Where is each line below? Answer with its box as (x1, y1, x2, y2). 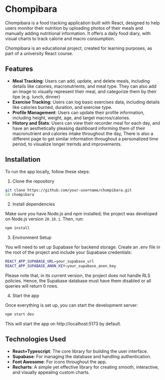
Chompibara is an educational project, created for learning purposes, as (5, 45, 153, 51)
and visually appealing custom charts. (12, 369, 90, 375)
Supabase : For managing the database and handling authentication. (12, 353, 152, 359)
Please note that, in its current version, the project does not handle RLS (5, 272, 151, 278)
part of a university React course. (5, 50, 73, 56)
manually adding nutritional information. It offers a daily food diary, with (5, 30, 151, 36)
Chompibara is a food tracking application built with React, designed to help (5, 20, 160, 26)
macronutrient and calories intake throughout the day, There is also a (12, 130, 154, 137)
